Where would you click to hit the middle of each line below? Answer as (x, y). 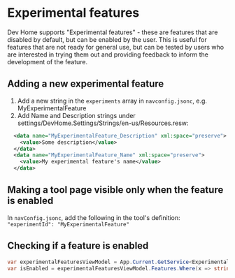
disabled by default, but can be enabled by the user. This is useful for (107, 39)
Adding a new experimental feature (86, 84)
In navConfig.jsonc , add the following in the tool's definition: (94, 217)
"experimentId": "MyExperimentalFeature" (69, 224)
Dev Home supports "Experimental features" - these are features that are (113, 32)
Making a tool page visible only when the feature (115, 190)
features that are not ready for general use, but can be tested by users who (116, 47)
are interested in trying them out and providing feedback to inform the (108, 54)
